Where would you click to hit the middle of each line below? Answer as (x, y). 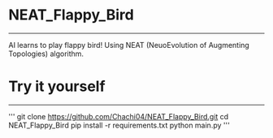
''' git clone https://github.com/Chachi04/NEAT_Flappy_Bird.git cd (119, 116)
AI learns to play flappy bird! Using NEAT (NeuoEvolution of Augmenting (129, 45)
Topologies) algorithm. (46, 54)
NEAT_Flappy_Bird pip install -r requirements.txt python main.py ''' (119, 125)
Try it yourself (57, 86)
